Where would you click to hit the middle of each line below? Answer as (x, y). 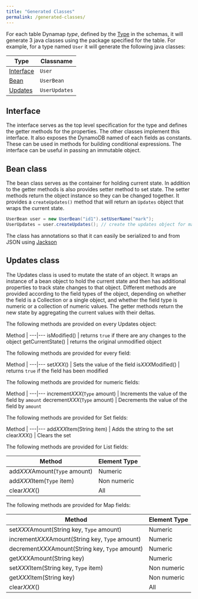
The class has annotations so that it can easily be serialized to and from (93, 235)
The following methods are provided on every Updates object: (81, 324)
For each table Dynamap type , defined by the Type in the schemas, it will (95, 34)
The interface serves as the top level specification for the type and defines (97, 125)
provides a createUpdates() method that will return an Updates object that (95, 202)
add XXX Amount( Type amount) (51, 471)
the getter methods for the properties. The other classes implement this (93, 132)
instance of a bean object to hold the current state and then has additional (96, 281)
